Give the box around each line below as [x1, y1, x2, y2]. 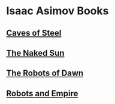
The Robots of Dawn [6, 68, 84, 78]
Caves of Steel [6, 28, 62, 38]
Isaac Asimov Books [6, 4, 109, 18]
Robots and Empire [6, 88, 78, 99]
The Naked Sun [6, 48, 65, 58]
